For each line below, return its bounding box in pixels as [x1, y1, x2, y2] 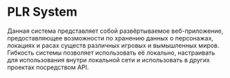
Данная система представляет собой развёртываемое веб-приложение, [7, 27, 224, 35]
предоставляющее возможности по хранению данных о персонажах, [7, 34, 214, 42]
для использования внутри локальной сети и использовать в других [7, 55, 211, 64]
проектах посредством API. [7, 63, 89, 71]
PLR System [7, 4, 78, 20]
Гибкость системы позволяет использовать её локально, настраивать [7, 49, 215, 57]
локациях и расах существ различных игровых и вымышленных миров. [7, 41, 220, 49]
